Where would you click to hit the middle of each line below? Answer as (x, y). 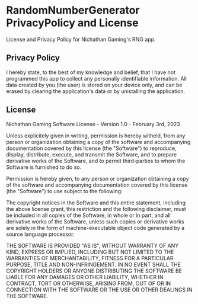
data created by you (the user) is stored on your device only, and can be (94, 85)
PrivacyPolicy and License (72, 23)
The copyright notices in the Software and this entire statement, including (96, 203)
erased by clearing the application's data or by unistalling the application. (96, 91)
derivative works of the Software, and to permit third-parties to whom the (96, 161)
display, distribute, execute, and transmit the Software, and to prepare (92, 154)
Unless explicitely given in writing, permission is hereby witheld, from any (96, 135)
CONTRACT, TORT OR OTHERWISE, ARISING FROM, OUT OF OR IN (89, 283)
